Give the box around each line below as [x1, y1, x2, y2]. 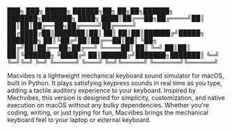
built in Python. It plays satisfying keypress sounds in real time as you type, [7, 79, 222, 87]
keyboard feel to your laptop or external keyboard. [7, 116, 151, 124]
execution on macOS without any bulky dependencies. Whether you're [7, 101, 210, 109]
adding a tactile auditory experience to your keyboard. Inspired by [7, 87, 196, 94]
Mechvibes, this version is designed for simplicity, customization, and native [7, 94, 226, 102]
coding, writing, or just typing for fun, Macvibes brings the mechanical [7, 108, 208, 116]
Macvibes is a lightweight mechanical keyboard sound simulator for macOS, [7, 71, 224, 80]
